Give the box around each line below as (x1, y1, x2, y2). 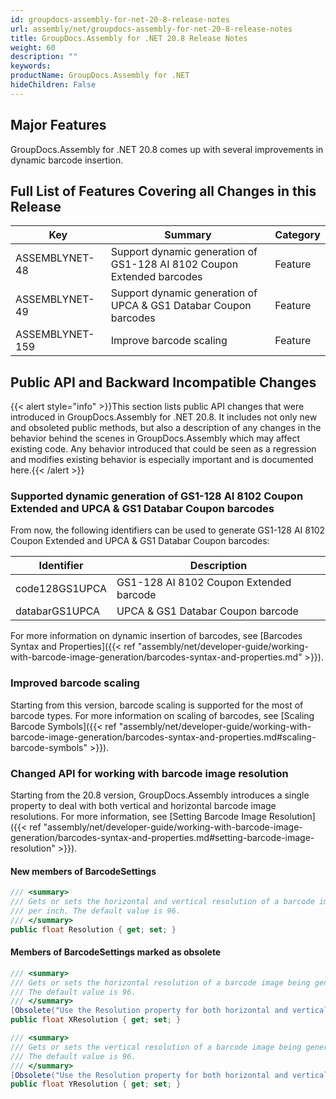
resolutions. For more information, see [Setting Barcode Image (10, 811, 267, 823)
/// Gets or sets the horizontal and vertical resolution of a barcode (10, 897, 315, 907)
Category (274, 228, 321, 242)
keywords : (10, 61, 52, 71)
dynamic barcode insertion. (10, 154, 124, 166)
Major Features (10, 117, 107, 134)
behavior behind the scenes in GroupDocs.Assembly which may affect (10, 432, 301, 445)
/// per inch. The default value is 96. (10, 906, 182, 916)
